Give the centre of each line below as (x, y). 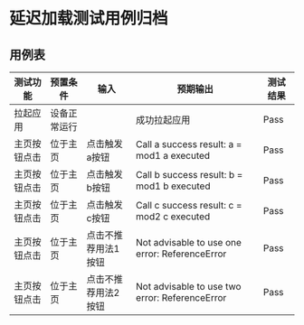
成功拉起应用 (163, 120)
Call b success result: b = (189, 175)
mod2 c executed (173, 216)
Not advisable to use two (188, 287)
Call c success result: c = (189, 205)
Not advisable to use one (189, 242)
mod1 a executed (173, 156)
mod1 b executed (173, 186)
